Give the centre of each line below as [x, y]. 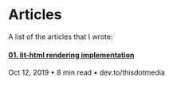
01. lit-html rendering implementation [71, 55]
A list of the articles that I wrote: [61, 37]
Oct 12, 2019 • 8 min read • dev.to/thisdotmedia [86, 72]
